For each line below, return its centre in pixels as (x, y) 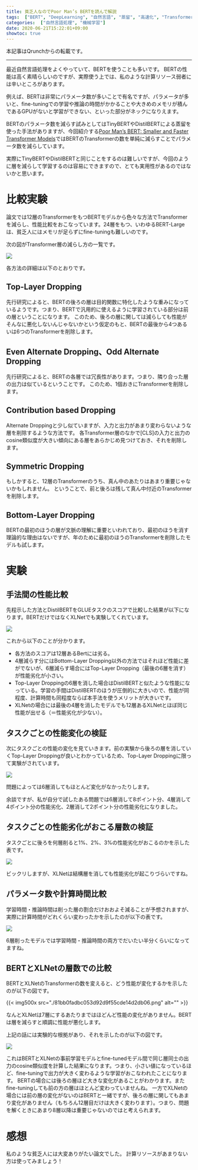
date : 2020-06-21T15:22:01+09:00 (47, 28)
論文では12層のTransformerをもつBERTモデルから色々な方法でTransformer (97, 217)
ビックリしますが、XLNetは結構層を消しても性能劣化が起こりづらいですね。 (98, 873)
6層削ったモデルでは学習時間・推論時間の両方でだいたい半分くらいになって (98, 940)
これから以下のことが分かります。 (47, 641)
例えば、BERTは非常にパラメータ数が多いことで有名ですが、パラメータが (95, 97)
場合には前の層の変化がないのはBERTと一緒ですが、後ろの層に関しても (93, 1096)
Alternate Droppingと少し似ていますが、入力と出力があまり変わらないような (99, 425)
